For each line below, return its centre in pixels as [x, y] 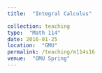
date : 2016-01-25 [32, 39]
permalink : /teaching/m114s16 [51, 52]
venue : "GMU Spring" [39, 59]
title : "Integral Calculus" [50, 14]
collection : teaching [39, 26]
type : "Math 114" [34, 33]
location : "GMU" [32, 46]
